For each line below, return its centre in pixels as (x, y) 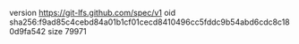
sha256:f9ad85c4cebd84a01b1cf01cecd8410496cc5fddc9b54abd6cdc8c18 (150, 22)
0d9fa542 (28, 31)
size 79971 (67, 31)
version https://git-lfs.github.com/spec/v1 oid (93, 13)
